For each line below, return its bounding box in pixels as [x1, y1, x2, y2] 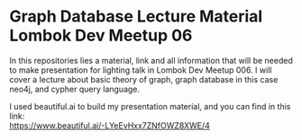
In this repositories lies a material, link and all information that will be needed [9, 55, 293, 66]
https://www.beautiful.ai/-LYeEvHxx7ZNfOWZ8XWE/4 [9, 119, 210, 131]
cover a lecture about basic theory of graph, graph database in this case [9, 74, 279, 84]
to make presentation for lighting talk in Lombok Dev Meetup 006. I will [9, 65, 272, 75]
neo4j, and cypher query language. [9, 83, 141, 94]
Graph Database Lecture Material [9, 6, 263, 27]
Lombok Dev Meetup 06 [9, 25, 193, 46]
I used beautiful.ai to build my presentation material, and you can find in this [9, 101, 291, 111]
